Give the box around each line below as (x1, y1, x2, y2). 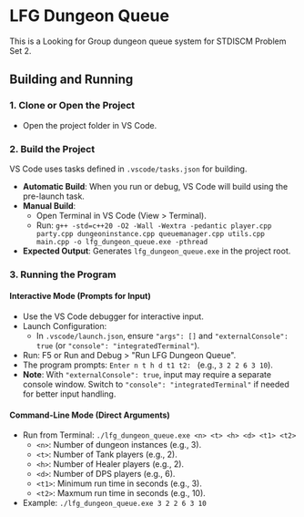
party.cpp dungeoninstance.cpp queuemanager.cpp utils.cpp (35, 229, 266, 238)
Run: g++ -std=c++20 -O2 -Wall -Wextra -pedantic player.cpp (35, 220, 272, 231)
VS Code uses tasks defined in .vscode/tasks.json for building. (9, 163, 248, 174)
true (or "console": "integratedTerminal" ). (35, 340, 200, 351)
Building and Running (9, 72, 134, 88)
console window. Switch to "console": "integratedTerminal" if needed (22, 379, 289, 390)
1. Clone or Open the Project (9, 99, 136, 112)
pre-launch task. (22, 191, 85, 202)
